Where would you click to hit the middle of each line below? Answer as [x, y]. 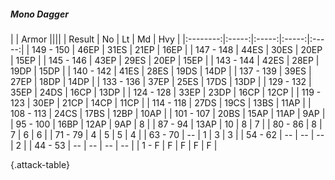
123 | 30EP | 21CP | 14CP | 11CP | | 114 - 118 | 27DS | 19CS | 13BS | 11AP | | [161, 102]
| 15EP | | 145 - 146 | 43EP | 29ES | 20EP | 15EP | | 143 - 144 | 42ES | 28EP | [165, 60]
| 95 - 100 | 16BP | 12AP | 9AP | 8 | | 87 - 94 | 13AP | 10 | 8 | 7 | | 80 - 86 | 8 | [166, 124]
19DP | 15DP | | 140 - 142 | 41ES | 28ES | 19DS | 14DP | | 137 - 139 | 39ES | [161, 71]
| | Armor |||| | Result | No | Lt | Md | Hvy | [95, 39]
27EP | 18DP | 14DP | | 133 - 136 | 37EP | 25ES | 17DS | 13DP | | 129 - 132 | [161, 81]
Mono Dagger [39, 14]
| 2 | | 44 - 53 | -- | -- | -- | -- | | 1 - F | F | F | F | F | [114, 145]
